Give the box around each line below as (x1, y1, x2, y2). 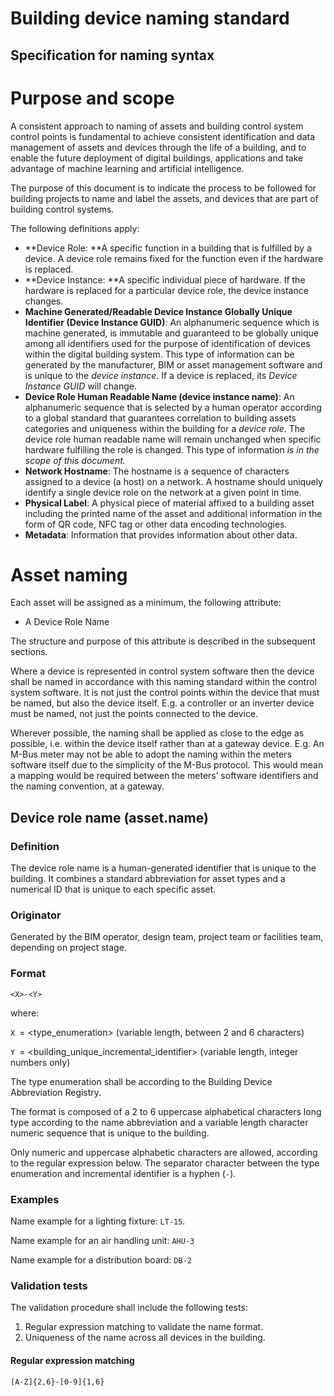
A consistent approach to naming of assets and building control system (10, 120, 304, 132)
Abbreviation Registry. (10, 1086, 102, 1098)
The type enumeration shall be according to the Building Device (10, 1075, 273, 1087)
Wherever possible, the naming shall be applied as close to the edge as (10, 727, 305, 739)
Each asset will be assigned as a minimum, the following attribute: (10, 597, 282, 609)
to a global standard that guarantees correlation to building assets (24, 412, 297, 424)
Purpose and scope (10, 87, 175, 109)
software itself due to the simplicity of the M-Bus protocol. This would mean (10, 759, 324, 771)
